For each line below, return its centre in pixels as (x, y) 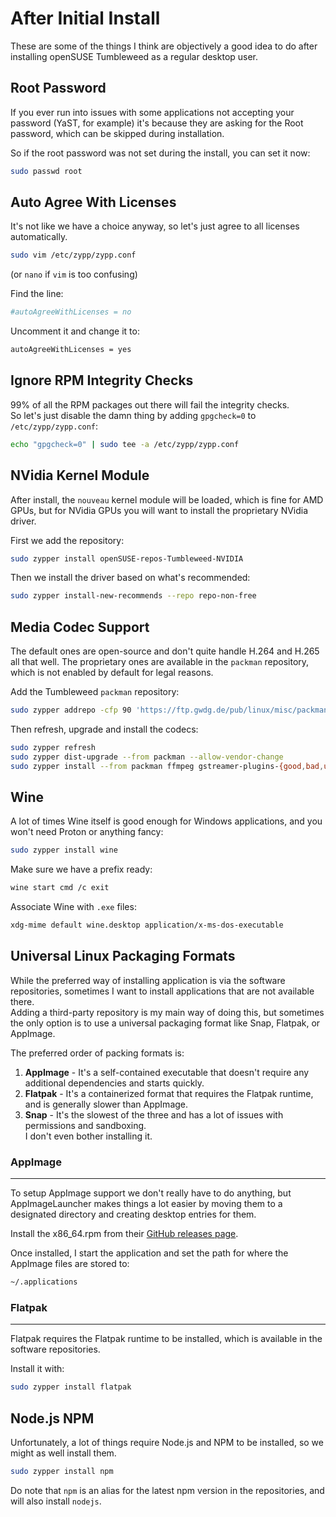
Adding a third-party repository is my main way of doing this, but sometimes (167, 1012)
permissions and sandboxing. (85, 1125)
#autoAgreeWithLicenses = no (71, 312)
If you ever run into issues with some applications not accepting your (152, 112)
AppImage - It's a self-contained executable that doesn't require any (167, 1072)
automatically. (39, 237)
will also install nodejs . (56, 1501)
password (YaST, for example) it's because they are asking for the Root (157, 123)
